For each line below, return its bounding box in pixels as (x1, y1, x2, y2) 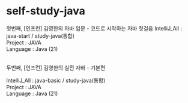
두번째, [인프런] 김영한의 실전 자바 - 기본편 (6, 64, 106, 71)
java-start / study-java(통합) (6, 32, 75, 40)
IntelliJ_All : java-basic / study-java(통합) (6, 77, 106, 84)
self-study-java (6, 4, 85, 18)
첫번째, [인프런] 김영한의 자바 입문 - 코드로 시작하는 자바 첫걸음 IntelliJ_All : (6, 25, 182, 32)
